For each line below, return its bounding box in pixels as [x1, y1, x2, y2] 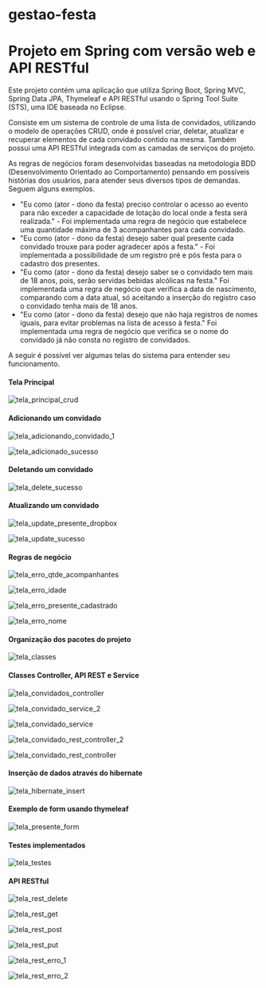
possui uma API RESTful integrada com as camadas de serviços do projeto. [8, 144, 256, 153]
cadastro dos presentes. [19, 259, 100, 269]
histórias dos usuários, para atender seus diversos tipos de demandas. [8, 175, 241, 185]
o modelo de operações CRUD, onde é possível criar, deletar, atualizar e [8, 126, 244, 136]
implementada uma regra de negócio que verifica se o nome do [19, 327, 229, 337]
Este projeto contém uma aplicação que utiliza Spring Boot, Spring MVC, [8, 85, 246, 95]
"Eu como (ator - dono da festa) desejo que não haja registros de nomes [19, 309, 258, 320]
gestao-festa [8, 6, 97, 24]
